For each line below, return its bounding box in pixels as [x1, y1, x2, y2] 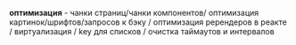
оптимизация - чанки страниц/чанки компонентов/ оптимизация [9, 8, 259, 18]
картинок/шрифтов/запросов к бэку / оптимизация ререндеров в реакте [9, 17, 287, 27]
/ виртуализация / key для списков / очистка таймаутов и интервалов [9, 26, 275, 36]
